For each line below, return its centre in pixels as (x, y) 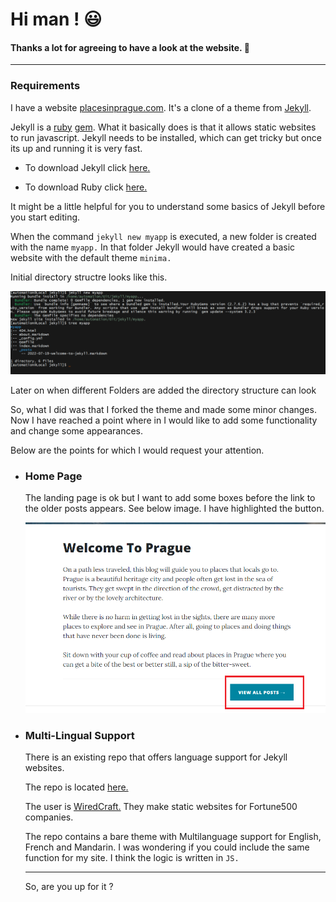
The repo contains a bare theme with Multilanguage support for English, (173, 836)
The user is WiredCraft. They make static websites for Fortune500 (161, 806)
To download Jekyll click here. (87, 167)
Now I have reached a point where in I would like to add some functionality (164, 420)
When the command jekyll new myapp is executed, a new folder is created (163, 236)
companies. (49, 817)
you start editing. (45, 217)
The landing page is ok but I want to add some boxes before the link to (170, 497)
